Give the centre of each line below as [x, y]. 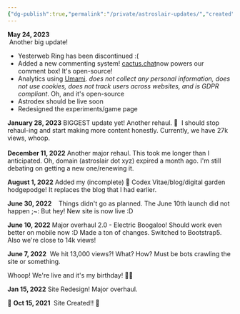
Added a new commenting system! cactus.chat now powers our [111, 63]
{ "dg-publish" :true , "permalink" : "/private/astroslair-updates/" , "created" [121, 14]
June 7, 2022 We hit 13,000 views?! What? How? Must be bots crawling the [119, 253]
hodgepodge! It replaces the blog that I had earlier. [82, 189]
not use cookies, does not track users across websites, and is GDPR [118, 86]
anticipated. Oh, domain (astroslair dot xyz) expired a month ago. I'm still [114, 161]
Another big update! [38, 42]
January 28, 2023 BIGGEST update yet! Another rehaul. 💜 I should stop [114, 123]
